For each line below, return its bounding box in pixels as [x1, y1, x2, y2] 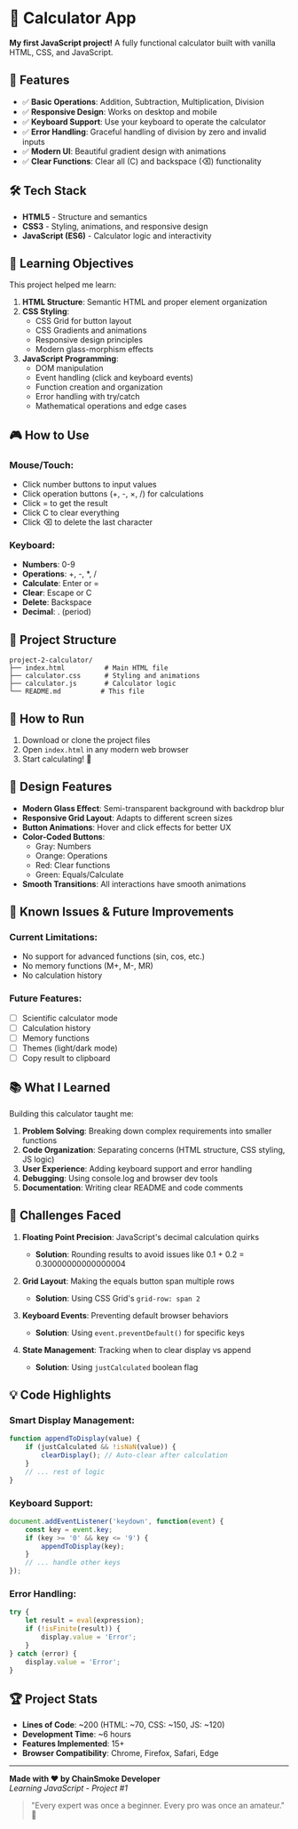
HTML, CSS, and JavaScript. [9, 46, 114, 57]
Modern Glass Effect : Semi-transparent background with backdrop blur [21, 802, 286, 813]
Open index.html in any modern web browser [21, 744, 189, 754]
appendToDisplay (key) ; [41, 1542, 125, 1551]
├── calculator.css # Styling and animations [9, 672, 200, 681]
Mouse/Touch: [9, 458, 74, 471]
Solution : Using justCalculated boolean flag [35, 1361, 199, 1373]
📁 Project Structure [9, 632, 117, 648]
